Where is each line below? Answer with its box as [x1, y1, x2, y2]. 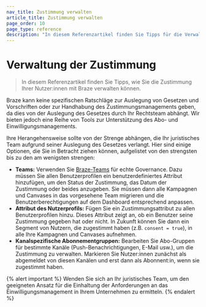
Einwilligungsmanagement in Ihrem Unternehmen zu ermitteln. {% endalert [6, 288, 195, 295]
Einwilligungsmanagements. [6, 123, 77, 130]
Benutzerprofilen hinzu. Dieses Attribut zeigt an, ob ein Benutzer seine [15, 212, 193, 219]
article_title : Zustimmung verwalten [6, 15, 103, 21]
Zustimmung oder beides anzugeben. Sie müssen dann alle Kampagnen [15, 185, 197, 193]
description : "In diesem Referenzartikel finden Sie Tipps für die [6, 32, 183, 38]
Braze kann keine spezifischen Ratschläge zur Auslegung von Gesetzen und [6, 97, 199, 104]
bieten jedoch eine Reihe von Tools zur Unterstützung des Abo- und [6, 116, 178, 124]
